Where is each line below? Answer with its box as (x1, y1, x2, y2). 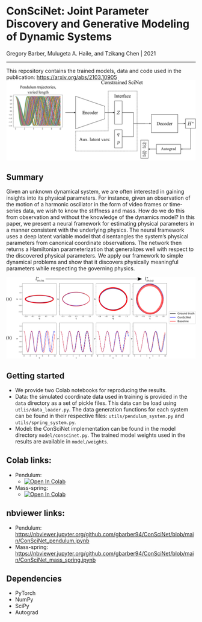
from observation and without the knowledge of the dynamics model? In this (6, 214, 195, 221)
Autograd (14, 609, 38, 616)
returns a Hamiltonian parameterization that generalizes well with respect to (6, 246, 194, 253)
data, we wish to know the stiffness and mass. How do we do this (22, 207, 185, 215)
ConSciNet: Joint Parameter (6, 4, 149, 18)
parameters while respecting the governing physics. (6, 265, 135, 272)
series (6, 207, 22, 215)
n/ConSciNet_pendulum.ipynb (14, 537, 90, 544)
